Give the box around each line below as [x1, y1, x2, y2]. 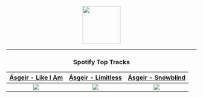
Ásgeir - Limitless [68, 73, 122, 82]
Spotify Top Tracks [73, 57, 130, 66]
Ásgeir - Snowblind [127, 73, 186, 82]
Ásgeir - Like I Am [9, 73, 63, 82]
